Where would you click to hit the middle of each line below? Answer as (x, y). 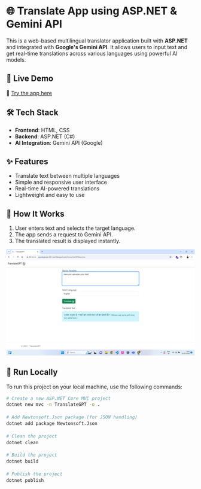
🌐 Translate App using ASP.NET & (92, 11)
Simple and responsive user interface (61, 182)
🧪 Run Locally (32, 372)
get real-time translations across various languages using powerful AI (92, 53)
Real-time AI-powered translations (57, 189)
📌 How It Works (35, 214)
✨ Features (27, 161)
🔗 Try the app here (29, 93)
